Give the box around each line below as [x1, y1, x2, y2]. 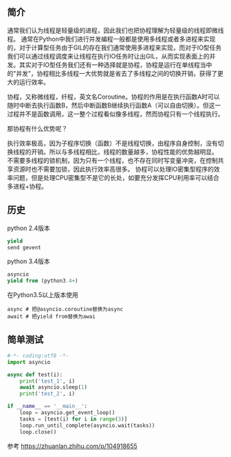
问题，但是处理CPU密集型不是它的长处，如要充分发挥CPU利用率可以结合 [12, 173, 220, 181]
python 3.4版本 [7, 257, 50, 265]
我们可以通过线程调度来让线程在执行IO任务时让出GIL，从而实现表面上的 [7, 52, 210, 60]
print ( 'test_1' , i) [19, 378, 76, 385]
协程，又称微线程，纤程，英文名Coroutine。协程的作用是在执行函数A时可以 [7, 92, 220, 101]
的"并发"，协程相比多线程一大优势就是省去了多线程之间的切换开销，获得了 [7, 69, 218, 77]
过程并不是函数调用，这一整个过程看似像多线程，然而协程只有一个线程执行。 [7, 110, 224, 118]
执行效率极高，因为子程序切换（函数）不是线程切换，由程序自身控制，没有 [7, 139, 218, 147]
